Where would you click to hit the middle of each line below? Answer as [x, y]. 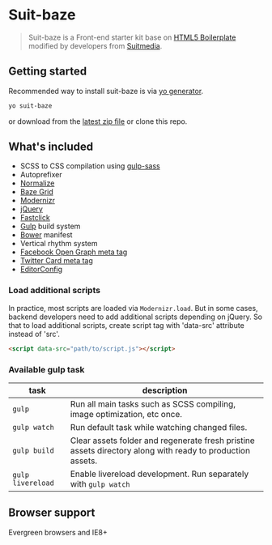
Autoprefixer [41, 175]
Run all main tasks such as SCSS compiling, [153, 404]
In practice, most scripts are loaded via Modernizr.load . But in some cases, [133, 308]
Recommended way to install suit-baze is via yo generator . [106, 91]
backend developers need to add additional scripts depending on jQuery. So [136, 317]
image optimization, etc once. [126, 414]
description [165, 390]
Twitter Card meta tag [56, 261]
